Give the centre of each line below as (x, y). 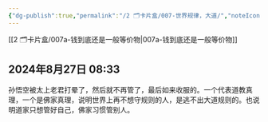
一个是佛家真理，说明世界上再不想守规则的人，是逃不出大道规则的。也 (137, 100)
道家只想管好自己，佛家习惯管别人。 (74, 110)
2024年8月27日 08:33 (64, 70)
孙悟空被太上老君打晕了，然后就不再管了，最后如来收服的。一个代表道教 (127, 90)
